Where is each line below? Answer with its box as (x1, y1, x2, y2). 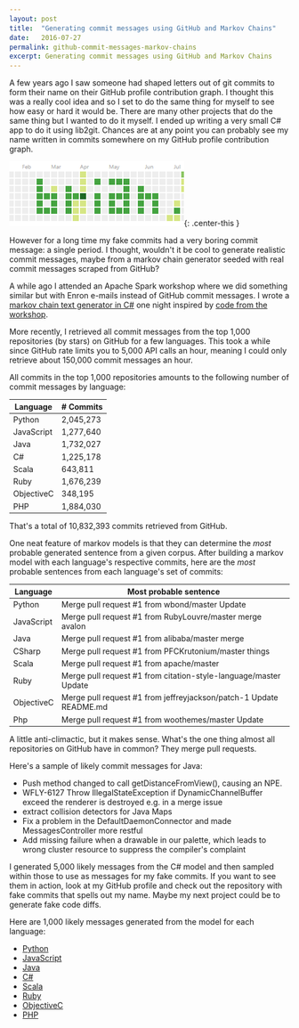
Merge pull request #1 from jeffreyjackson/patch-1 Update (61, 692, 279, 703)
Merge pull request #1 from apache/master (61, 657, 220, 668)
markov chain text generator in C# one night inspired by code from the (9, 299, 268, 311)
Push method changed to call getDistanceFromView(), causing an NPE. (21, 778, 283, 788)
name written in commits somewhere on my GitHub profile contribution (9, 135, 270, 145)
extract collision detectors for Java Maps (21, 806, 173, 817)
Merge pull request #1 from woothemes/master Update (61, 714, 264, 725)
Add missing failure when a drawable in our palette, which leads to (21, 835, 267, 845)
